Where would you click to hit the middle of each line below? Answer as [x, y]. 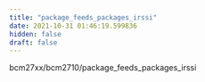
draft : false [33, 42]
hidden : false [36, 34]
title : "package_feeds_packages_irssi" [83, 17]
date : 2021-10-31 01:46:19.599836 [74, 26]
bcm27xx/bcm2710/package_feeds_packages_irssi [103, 68]
